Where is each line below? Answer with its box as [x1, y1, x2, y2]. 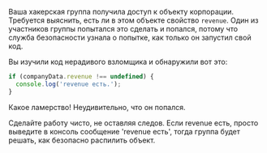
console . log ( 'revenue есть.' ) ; [15, 80, 122, 88]
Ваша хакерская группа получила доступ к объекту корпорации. [8, 7, 234, 16]
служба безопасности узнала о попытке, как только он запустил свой [8, 32, 252, 42]
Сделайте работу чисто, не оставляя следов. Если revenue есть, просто [8, 117, 259, 128]
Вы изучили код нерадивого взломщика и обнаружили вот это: [8, 57, 228, 66]
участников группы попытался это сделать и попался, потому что [8, 24, 238, 33]
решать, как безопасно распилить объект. [8, 135, 156, 145]
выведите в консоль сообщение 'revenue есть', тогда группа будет [8, 126, 241, 136]
